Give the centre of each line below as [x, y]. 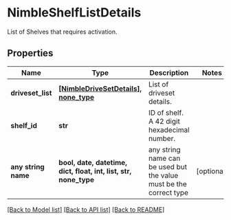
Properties [30, 53]
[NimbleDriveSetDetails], [100, 89]
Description [169, 72]
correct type [168, 192]
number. [162, 138]
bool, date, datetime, [92, 162]
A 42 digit [164, 121]
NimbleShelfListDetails [74, 13]
